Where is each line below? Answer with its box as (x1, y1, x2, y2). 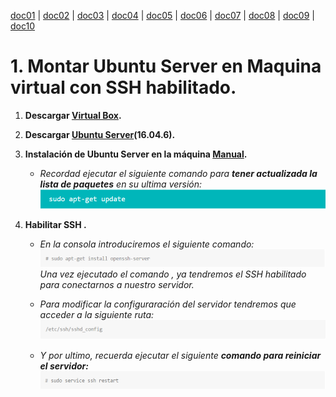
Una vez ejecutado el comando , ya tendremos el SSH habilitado (39, 268, 307, 280)
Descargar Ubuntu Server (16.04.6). (24, 128, 176, 140)
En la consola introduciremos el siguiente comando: (39, 238, 255, 250)
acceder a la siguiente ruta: (39, 309, 155, 321)
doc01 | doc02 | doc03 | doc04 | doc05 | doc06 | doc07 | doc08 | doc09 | (10, 10, 315, 21)
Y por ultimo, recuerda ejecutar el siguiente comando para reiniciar (39, 350, 322, 362)
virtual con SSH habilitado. (10, 76, 237, 99)
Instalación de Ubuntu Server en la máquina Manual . (24, 148, 248, 160)
